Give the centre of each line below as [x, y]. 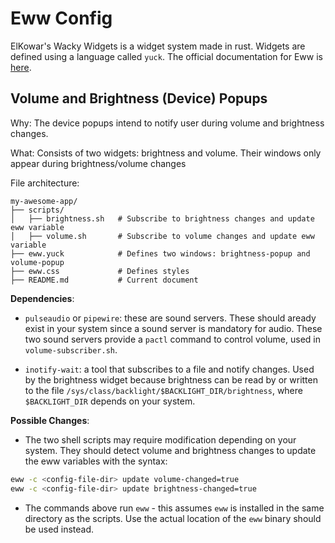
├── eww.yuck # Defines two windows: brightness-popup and [160, 253]
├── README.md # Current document [104, 280]
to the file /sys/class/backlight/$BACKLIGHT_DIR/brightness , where [163, 390]
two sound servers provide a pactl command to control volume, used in [172, 339]
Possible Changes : [50, 420]
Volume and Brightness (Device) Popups [139, 98]
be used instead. [59, 529]
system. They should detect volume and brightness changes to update [170, 450]
